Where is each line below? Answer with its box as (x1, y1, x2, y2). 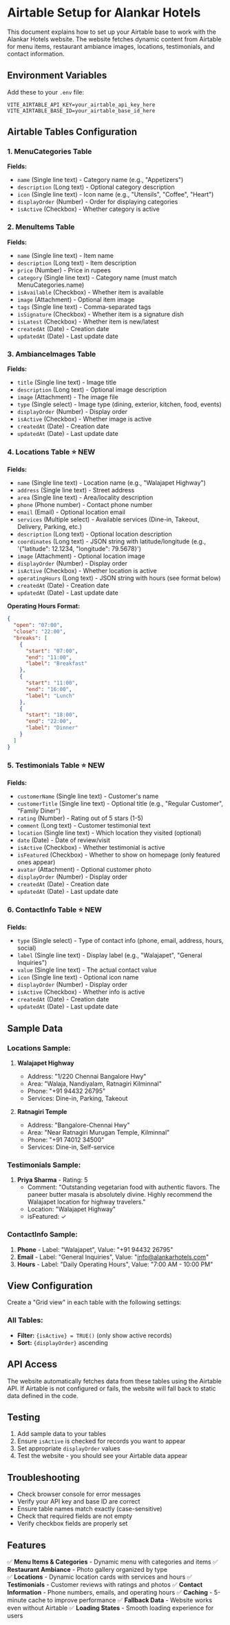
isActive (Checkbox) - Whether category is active (17, 205, 160, 213)
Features (7, 1539, 46, 1551)
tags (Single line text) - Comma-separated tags (17, 302, 151, 311)
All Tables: (7, 1315, 43, 1325)
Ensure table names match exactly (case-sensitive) (17, 1505, 163, 1513)
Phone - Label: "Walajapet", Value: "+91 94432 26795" (17, 1245, 174, 1253)
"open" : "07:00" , (13, 622, 63, 629)
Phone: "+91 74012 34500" (27, 1135, 105, 1144)
